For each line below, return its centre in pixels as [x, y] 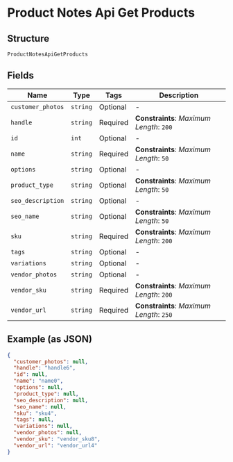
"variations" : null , [43, 426]
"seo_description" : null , [51, 400]
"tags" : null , [34, 420]
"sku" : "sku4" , [35, 413]
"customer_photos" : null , [51, 362]
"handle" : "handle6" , [45, 368]
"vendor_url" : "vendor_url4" [55, 445]
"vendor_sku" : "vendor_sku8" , [57, 439]
